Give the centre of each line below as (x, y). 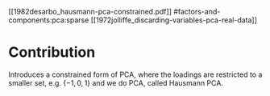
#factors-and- (197, 12)
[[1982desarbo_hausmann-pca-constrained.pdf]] (90, 12)
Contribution (52, 52)
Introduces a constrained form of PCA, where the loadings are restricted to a (135, 74)
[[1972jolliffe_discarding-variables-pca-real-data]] (174, 20)
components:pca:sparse (49, 20)
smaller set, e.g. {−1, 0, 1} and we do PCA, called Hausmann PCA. (116, 82)
